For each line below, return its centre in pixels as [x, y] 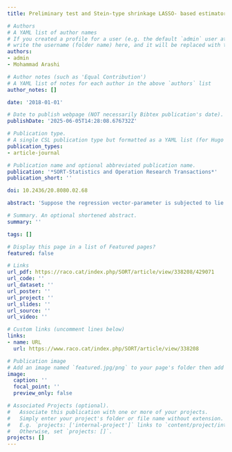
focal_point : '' [37, 387]
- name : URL [24, 342]
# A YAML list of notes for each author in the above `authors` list [109, 83]
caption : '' [31, 380]
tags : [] [20, 234]
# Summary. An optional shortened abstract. [72, 215]
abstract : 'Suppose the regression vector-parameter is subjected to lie [116, 203]
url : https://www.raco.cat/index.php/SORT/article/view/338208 [106, 348]
